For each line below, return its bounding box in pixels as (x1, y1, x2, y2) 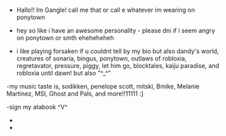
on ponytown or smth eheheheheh (16, 34, 115, 42)
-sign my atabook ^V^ (6, 103, 68, 111)
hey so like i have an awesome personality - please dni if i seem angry (16, 27, 216, 34)
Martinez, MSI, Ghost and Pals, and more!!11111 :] (6, 89, 144, 98)
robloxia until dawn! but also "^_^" (16, 69, 111, 77)
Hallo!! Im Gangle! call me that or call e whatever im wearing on (16, 6, 195, 14)
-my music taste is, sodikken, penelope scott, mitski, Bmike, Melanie (6, 82, 200, 90)
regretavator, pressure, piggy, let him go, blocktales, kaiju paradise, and (16, 62, 220, 69)
